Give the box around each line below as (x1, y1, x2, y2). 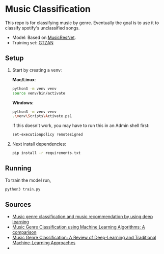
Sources (5, 200, 31, 209)
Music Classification (5, 3, 91, 15)
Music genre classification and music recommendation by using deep (12, 213, 153, 220)
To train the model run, (5, 177, 52, 183)
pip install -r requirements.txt (12, 151, 81, 156)
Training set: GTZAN (12, 39, 54, 45)
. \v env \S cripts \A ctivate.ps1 (12, 114, 72, 119)
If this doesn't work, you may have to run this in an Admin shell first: (12, 123, 150, 128)
